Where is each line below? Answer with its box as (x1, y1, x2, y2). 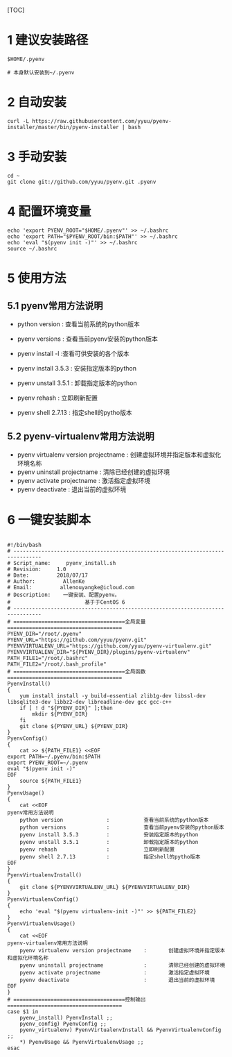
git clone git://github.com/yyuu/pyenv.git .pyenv (7, 178, 157, 185)
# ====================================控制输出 (7, 996, 146, 1003)
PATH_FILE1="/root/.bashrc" (7, 654, 89, 661)
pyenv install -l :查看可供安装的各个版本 (17, 349, 130, 357)
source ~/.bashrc (7, 245, 57, 252)
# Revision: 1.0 (7, 566, 67, 573)
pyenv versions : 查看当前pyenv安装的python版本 (17, 335, 158, 343)
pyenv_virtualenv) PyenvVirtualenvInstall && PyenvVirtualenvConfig (19, 1026, 222, 1033)
